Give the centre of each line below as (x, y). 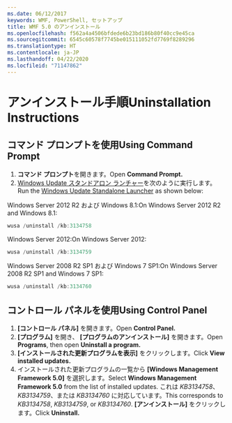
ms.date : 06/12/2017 (37, 14)
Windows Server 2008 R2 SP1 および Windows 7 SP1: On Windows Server (113, 266)
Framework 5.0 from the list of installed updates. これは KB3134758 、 (118, 387)
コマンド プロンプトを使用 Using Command (100, 145)
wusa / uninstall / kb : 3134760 (49, 287)
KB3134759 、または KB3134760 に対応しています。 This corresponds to (120, 396)
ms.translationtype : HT (42, 46)
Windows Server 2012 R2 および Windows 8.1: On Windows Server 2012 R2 (114, 205)
